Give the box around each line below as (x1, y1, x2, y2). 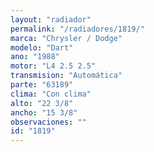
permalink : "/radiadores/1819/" (10, 24, 145, 34)
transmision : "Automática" (10, 71, 123, 81)
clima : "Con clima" (10, 89, 92, 99)
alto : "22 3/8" (10, 98, 74, 108)
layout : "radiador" (10, 14, 92, 25)
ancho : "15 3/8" (10, 107, 78, 118)
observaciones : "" (10, 117, 87, 127)
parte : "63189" (10, 80, 74, 90)
